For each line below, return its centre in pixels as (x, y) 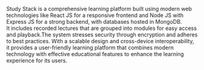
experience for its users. (37, 61)
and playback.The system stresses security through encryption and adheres (102, 35)
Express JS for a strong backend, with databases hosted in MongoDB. (94, 22)
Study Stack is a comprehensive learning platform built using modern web (99, 9)
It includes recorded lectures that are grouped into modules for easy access (101, 28)
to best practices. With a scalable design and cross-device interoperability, (100, 41)
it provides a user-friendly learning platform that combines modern (90, 47)
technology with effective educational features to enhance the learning (95, 54)
